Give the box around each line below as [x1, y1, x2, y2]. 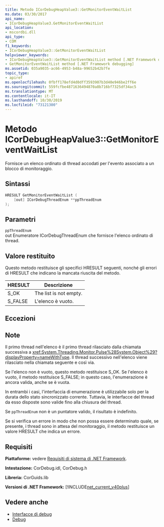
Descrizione [44, 282, 73, 288]
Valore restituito [5, 252, 55, 260]
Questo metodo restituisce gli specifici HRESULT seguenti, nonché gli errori [5, 265, 157, 271]
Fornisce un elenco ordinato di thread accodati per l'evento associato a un [5, 160, 155, 166]
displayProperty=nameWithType [5, 355, 70, 360]
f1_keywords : [5, 43, 32, 48]
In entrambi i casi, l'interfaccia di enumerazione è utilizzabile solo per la [5, 389, 149, 395]
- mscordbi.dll [5, 30, 36, 35]
